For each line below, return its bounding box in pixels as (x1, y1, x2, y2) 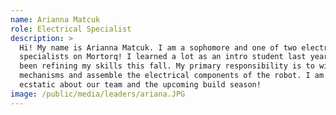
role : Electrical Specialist (10, 24, 132, 34)
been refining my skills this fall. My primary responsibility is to (19, 61, 315, 71)
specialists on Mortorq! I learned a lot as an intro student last (19, 52, 307, 62)
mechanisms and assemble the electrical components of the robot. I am (19, 71, 325, 81)
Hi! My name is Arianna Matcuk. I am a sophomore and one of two (19, 42, 298, 53)
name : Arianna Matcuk (10, 14, 101, 25)
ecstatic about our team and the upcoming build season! (19, 80, 262, 90)
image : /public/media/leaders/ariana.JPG (10, 89, 186, 99)
